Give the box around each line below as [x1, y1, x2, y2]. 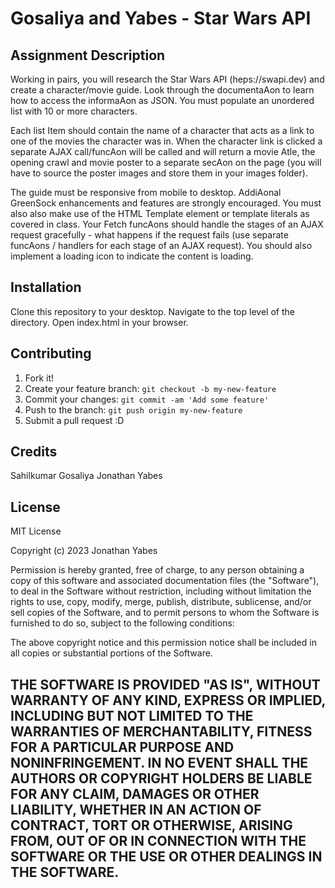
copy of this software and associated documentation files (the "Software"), [10, 575, 320, 587]
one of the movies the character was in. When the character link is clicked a [10, 135, 323, 147]
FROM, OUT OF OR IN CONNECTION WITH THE [10, 832, 307, 849]
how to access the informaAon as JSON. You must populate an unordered [10, 95, 315, 106]
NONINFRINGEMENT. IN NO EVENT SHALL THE [10, 754, 309, 771]
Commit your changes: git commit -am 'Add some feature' [24, 393, 270, 405]
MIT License [10, 525, 62, 537]
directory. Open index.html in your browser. [10, 316, 189, 328]
